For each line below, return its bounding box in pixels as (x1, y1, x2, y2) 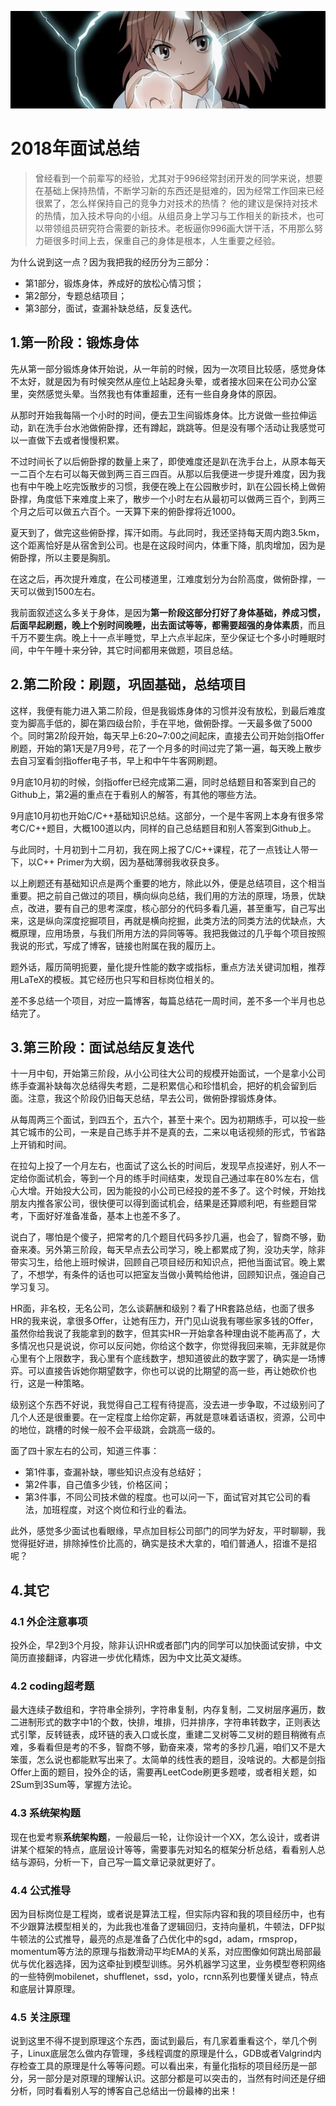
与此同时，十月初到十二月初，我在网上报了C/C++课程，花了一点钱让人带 (10, 843, 310, 855)
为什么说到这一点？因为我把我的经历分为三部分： (10, 256, 212, 268)
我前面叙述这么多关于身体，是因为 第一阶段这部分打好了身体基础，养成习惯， (10, 606, 326, 618)
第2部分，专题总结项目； (24, 289, 128, 301)
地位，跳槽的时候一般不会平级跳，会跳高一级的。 (18, 1424, 221, 1436)
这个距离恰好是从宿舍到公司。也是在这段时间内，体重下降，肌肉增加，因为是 (10, 539, 326, 551)
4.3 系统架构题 (10, 1806, 81, 1820)
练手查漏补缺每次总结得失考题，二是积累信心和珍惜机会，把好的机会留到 (10, 1080, 308, 1092)
